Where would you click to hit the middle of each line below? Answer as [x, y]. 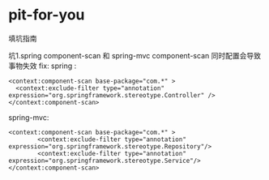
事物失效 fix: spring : [43, 66]
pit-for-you [47, 15]
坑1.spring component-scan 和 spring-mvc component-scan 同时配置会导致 [135, 55]
